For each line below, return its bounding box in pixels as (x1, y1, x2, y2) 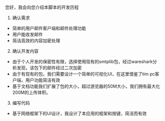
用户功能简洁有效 (25, 77, 60, 83)
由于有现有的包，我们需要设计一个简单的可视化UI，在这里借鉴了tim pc (12, 71, 155, 77)
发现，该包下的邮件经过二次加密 (16, 65, 82, 71)
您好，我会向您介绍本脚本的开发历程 (5, 4, 79, 10)
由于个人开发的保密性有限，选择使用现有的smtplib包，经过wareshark (12, 59, 153, 64)
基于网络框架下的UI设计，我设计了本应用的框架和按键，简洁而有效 (12, 111, 147, 116)
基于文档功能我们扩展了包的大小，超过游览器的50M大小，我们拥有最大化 (12, 83, 161, 89)
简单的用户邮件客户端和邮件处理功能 (12, 25, 86, 31)
